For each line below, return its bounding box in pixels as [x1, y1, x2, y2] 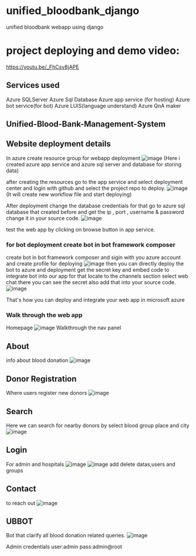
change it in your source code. [6, 214, 80, 221]
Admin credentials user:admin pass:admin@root [6, 543, 122, 550]
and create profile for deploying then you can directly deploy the [6, 260, 184, 267]
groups [6, 467, 23, 474]
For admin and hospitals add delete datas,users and [6, 461, 176, 468]
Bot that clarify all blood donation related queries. [6, 532, 126, 539]
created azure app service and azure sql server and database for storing [6, 161, 182, 168]
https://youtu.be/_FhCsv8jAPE [6, 63, 79, 70]
